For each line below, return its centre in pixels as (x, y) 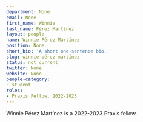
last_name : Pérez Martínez (40, 29)
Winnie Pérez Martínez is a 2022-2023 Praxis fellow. (72, 113)
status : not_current (32, 62)
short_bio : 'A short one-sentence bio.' (58, 51)
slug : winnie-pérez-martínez (43, 57)
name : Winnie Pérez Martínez (43, 40)
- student (19, 85)
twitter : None (24, 68)
